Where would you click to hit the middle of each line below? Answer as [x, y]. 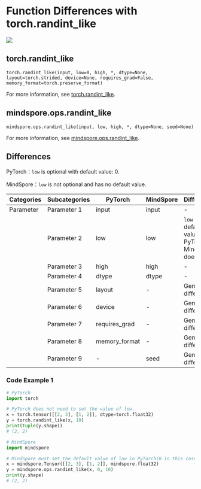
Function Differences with [72, 11]
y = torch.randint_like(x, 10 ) [45, 420]
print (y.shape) [25, 475]
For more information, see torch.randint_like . [61, 94]
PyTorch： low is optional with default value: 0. [63, 172]
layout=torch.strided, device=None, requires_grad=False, [80, 78]
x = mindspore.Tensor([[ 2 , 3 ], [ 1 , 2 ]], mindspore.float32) [83, 464]
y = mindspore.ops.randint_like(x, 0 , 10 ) [60, 470]
